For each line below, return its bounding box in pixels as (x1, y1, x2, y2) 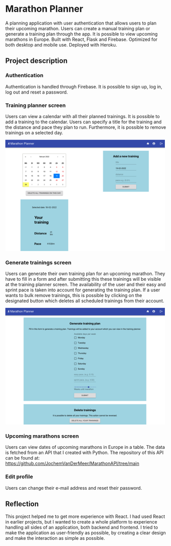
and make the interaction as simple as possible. (5, 535, 105, 541)
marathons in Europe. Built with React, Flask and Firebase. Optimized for (5, 36, 158, 42)
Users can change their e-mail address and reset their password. (5, 485, 142, 491)
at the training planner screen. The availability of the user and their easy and (5, 281, 166, 287)
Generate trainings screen (5, 259, 71, 266)
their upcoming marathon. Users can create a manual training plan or (5, 25, 151, 31)
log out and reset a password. (5, 89, 68, 95)
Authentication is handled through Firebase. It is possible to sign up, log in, (5, 83, 162, 89)
